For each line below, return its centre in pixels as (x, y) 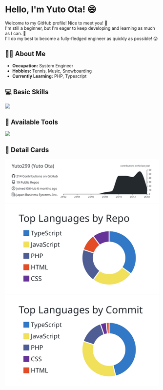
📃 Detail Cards (27, 150)
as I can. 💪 (16, 33)
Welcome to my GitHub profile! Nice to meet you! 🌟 (56, 23)
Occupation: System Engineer (43, 65)
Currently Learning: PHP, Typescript (49, 76)
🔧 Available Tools (32, 122)
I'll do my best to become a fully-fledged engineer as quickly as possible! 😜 (81, 39)
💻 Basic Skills (27, 92)
